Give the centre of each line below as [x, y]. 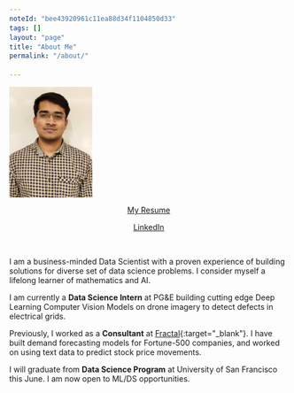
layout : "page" [37, 37]
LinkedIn [149, 227]
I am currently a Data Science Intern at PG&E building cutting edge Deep [142, 297]
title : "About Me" [43, 47]
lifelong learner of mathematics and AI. [80, 280]
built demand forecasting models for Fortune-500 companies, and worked [145, 343]
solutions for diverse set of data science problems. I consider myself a [137, 271]
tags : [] [25, 28]
